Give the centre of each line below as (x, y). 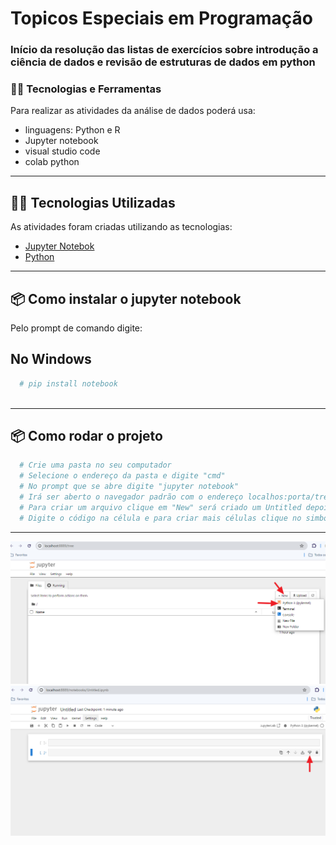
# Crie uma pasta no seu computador (95, 465)
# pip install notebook (68, 383)
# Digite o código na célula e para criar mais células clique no (160, 518)
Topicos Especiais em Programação (161, 18)
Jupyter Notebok (59, 246)
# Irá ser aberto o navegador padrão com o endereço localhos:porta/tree (176, 497)
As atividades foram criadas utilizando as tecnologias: (121, 227)
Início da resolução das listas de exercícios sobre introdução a (164, 50)
